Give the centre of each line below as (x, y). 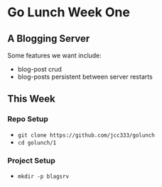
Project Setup (31, 160)
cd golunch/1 (37, 142)
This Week (31, 99)
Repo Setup (28, 119)
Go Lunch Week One (69, 12)
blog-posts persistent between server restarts (85, 76)
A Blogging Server (49, 39)
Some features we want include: (54, 55)
